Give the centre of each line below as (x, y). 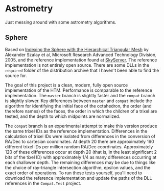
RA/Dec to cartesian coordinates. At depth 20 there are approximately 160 (80, 141)
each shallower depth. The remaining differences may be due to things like (80, 162)
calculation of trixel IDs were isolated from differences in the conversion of (80, 136)
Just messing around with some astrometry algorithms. (61, 22)
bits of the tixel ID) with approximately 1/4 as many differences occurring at (81, 157)
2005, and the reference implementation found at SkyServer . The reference (81, 60)
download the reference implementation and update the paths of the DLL (79, 178)
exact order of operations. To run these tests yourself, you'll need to (74, 173)
